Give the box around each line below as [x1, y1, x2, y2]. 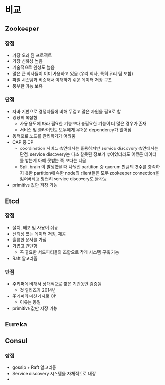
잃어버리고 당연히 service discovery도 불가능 [19, 176, 107, 182]
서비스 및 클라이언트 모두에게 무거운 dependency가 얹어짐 [19, 127, 132, 133]
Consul [5, 336, 28, 345]
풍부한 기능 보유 [12, 83, 43, 89]
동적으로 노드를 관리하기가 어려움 [12, 133, 76, 139]
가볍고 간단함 [12, 243, 38, 249]
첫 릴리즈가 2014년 [19, 287, 56, 293]
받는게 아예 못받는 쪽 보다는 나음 [25, 158, 87, 164]
